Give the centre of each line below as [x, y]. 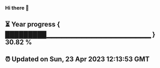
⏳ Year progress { [33, 24]
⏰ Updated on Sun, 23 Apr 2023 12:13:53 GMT [77, 59]
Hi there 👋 [17, 8]
